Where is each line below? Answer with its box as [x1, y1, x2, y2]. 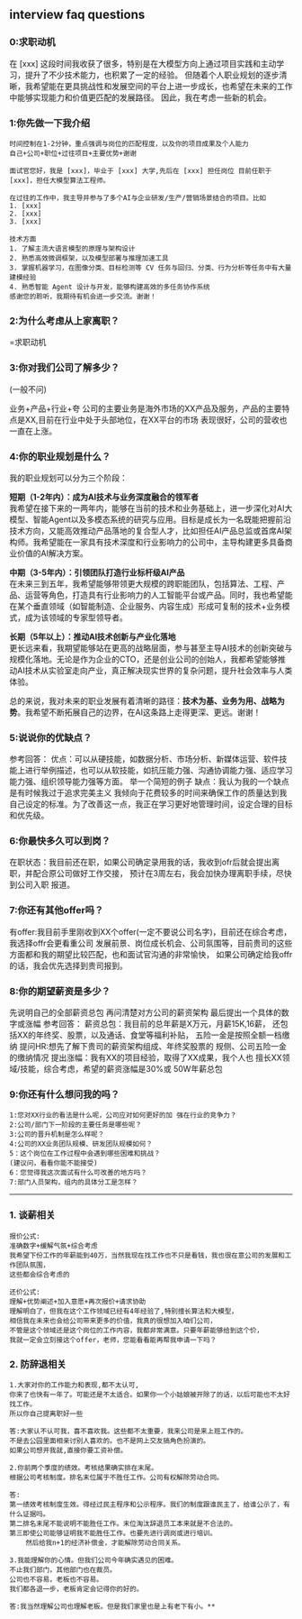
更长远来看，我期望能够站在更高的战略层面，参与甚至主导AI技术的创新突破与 [9, 642, 293, 653]
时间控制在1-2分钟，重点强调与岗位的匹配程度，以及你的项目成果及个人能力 [9, 139, 249, 148]
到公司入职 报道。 [9, 879, 75, 891]
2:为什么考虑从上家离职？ [9, 315, 120, 327]
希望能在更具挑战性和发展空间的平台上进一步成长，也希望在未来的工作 [32, 80, 293, 91]
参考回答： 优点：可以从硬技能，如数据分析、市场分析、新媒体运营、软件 [9, 754, 280, 764]
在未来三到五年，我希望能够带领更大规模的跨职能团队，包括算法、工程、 [9, 578, 277, 589]
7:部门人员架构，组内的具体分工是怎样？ [9, 1178, 138, 1187]
